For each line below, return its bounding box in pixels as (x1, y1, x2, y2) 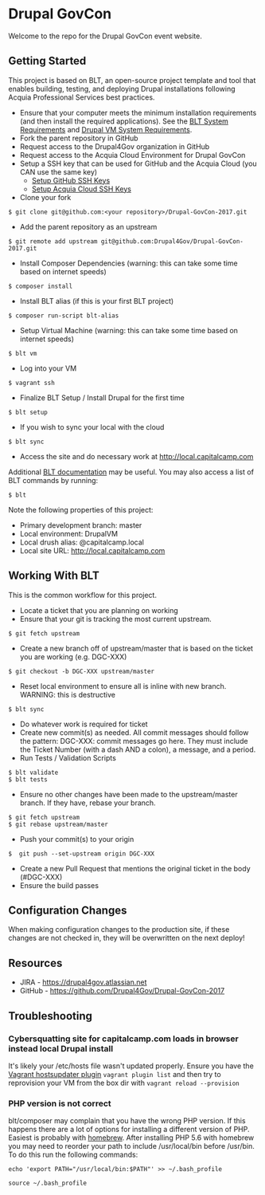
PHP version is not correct (8, 1098, 111, 1109)
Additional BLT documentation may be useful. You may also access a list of (8, 467, 255, 477)
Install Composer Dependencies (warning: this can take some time (19, 258, 238, 268)
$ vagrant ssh (8, 379, 56, 387)
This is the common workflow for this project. (8, 590, 158, 599)
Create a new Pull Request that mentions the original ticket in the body (19, 863, 251, 873)
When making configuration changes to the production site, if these (8, 925, 230, 934)
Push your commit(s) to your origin (19, 834, 134, 843)
